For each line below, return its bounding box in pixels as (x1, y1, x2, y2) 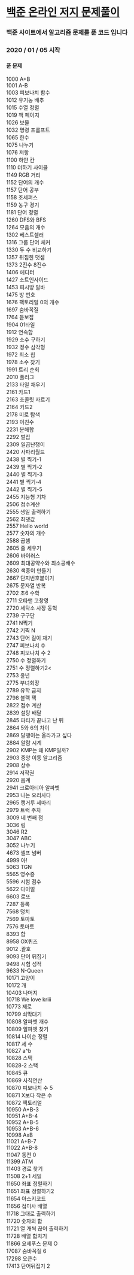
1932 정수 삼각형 (6, 344, 45, 351)
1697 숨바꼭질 (6, 306, 39, 313)
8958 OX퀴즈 (6, 938, 38, 945)
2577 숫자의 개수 (6, 529, 46, 537)
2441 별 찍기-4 (6, 478, 42, 486)
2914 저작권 (6, 769, 35, 776)
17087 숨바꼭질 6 (6, 1247, 47, 1255)
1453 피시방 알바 (6, 284, 45, 291)
